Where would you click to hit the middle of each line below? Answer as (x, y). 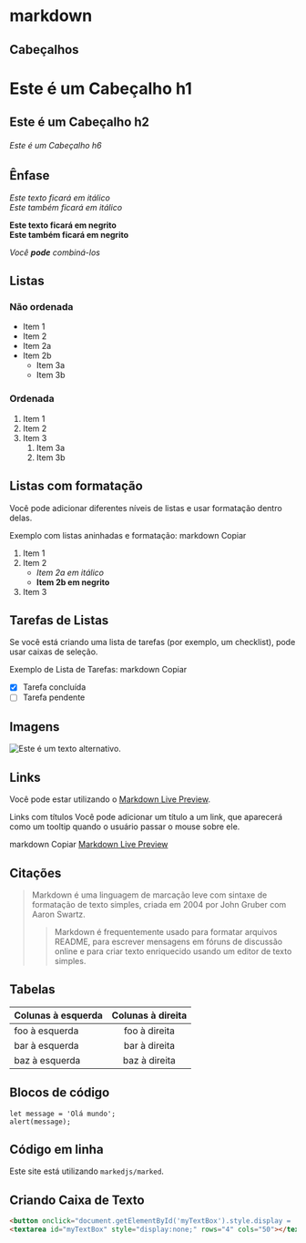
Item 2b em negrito (73, 582)
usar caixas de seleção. (54, 652)
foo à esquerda (46, 1031)
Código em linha (56, 1149)
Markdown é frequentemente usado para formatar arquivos (166, 931)
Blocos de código (60, 1093)
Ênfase (30, 175)
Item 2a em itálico (70, 572)
